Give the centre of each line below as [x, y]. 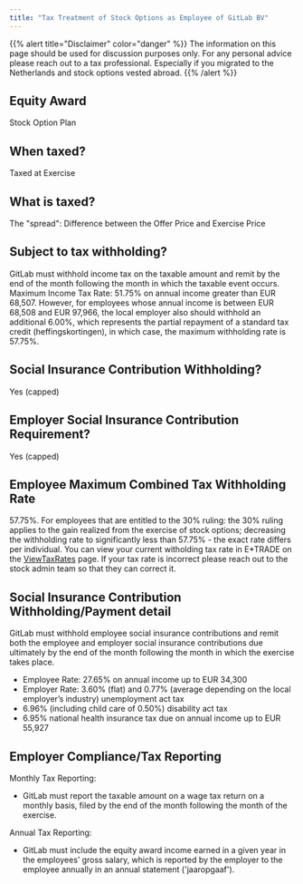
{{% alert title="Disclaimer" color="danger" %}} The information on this [143, 44]
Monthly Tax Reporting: [53, 778]
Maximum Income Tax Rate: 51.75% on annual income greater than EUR [142, 293]
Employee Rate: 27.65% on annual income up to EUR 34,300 [135, 680]
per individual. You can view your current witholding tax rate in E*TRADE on [151, 549]
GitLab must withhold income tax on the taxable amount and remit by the [145, 274]
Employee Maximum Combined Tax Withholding [148, 485]
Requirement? [50, 435]
